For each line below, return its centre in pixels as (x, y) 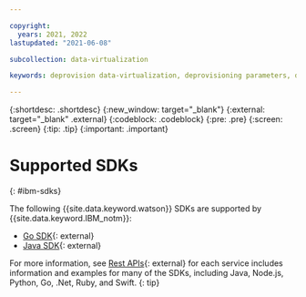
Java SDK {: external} (62, 246)
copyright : (30, 26)
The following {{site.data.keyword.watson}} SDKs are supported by (136, 209)
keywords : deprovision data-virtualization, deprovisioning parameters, (150, 76)
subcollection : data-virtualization (79, 59)
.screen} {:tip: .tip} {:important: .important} (89, 129)
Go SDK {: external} (58, 236)
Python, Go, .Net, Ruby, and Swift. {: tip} (85, 282)
